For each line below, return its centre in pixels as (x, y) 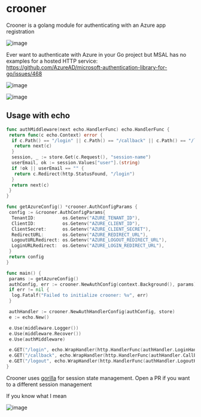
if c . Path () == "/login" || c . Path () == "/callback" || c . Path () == (99, 140)
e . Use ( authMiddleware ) (37, 339)
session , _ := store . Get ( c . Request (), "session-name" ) (81, 157)
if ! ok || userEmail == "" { (48, 168)
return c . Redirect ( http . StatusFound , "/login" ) (74, 174)
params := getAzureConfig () (44, 279)
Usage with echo (38, 116)
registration (20, 31)
